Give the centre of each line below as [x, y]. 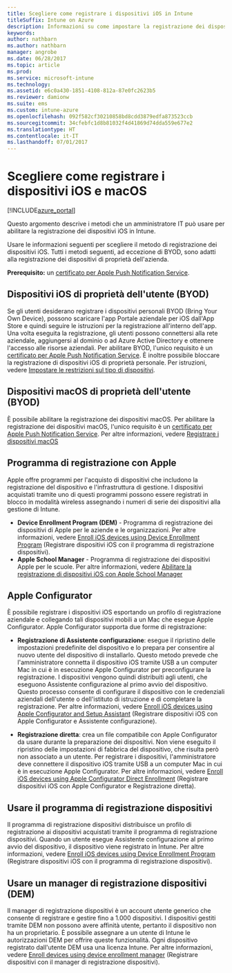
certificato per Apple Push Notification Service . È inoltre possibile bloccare [113, 355]
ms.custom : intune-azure [43, 110]
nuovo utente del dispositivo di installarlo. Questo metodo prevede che [118, 655]
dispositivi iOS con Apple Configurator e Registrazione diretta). [106, 786]
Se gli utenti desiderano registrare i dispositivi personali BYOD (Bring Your [112, 311]
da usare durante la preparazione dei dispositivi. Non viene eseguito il [116, 742]
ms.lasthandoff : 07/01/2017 [48, 143]
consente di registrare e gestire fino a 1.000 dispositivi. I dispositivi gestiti [112, 918]
